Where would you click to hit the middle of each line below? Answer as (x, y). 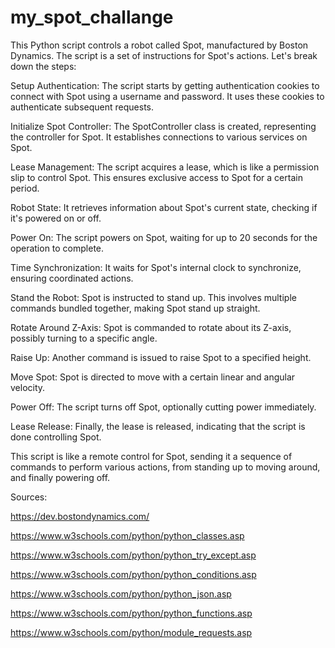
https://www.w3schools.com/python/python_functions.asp (131, 613)
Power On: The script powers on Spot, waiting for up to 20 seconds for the (164, 237)
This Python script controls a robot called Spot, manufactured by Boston (159, 45)
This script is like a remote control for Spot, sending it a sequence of (151, 456)
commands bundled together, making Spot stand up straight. (135, 308)
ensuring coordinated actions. (72, 278)
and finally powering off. (60, 477)
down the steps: (43, 66)
